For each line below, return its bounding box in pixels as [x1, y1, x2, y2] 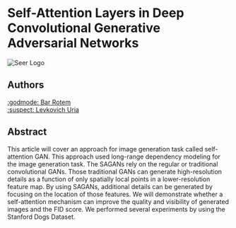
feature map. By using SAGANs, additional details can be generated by [7, 182, 213, 190]
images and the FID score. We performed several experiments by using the [7, 205, 226, 213]
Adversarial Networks [7, 35, 139, 51]
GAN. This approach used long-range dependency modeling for [34, 152, 221, 161]
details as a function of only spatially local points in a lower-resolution [7, 175, 211, 183]
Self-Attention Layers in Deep [7, 5, 184, 21]
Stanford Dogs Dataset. [7, 212, 76, 221]
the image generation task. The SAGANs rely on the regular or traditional [7, 159, 218, 168]
